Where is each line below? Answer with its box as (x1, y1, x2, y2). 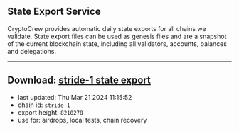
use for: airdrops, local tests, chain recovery (17, 115, 147, 124)
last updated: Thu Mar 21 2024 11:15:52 (17, 93, 132, 101)
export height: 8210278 (17, 108, 83, 116)
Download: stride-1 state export (7, 74, 152, 86)
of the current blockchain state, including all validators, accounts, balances (7, 39, 228, 48)
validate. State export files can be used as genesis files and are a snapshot (7, 32, 227, 40)
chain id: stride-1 (17, 101, 70, 109)
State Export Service (7, 6, 101, 18)
